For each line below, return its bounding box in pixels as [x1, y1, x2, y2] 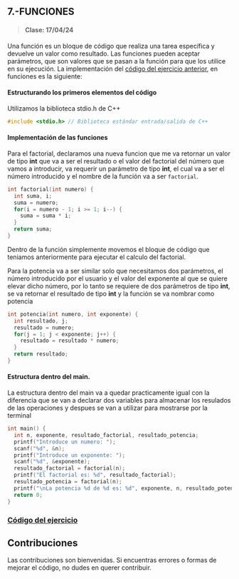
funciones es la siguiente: [7, 71, 83, 81]
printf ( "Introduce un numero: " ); [14, 438, 116, 445]
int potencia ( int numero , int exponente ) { [7, 311, 139, 318]
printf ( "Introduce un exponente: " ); [14, 451, 126, 459]
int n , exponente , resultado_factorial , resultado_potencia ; [14, 431, 199, 438]
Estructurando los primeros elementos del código [7, 89, 157, 97]
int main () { [7, 425, 46, 433]
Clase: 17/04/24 [24, 25, 74, 34]
